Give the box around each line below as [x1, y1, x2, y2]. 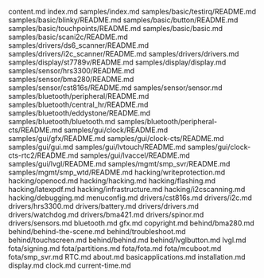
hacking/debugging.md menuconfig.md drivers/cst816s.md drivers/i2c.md [8, 193, 253, 202]
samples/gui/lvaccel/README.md [80, 151, 191, 160]
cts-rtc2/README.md [8, 151, 79, 160]
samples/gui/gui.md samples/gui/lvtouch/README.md [8, 143, 186, 151]
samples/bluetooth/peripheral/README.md [8, 92, 149, 100]
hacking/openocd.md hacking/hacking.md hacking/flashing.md [8, 176, 216, 186]
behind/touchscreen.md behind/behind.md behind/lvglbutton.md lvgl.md [8, 235, 247, 245]
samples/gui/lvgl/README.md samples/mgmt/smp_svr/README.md [8, 159, 231, 168]
